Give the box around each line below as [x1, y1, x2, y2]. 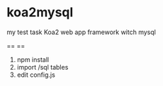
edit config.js [16, 70, 56, 79]
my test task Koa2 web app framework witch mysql [6, 28, 157, 36]
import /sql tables [16, 63, 69, 71]
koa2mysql [6, 4, 74, 21]
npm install [16, 55, 50, 64]
